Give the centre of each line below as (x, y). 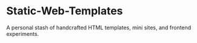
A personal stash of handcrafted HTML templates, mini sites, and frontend (99, 27)
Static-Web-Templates (65, 11)
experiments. (23, 33)
